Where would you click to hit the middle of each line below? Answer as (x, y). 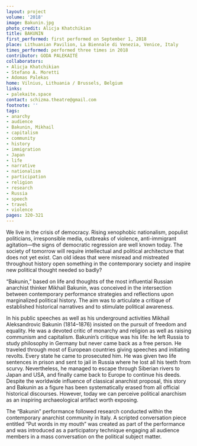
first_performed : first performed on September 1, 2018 (76, 39)
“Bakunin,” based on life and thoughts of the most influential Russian (90, 281)
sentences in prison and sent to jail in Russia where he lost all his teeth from (98, 362)
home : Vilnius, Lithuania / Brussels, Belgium (64, 84)
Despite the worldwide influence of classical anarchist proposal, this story (96, 381)
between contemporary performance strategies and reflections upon (90, 294)
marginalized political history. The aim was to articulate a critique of (88, 300)
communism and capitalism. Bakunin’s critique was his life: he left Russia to (98, 337)
